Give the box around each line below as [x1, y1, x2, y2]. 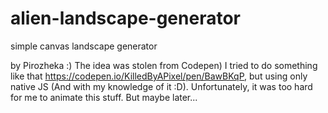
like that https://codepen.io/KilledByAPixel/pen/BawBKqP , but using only [10, 70, 308, 82]
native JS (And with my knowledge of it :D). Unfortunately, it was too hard [10, 80, 313, 92]
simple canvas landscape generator [10, 40, 158, 52]
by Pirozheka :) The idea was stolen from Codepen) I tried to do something [10, 59, 318, 71]
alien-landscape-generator [10, 7, 241, 30]
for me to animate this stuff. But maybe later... [10, 91, 198, 103]
